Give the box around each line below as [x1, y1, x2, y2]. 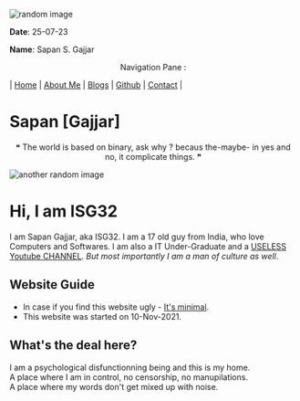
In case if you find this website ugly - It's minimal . [22, 301, 210, 312]
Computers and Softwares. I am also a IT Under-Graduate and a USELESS [9, 240, 287, 251]
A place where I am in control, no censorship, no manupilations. [9, 371, 249, 383]
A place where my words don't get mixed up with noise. [9, 381, 219, 392]
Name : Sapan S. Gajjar [9, 44, 95, 55]
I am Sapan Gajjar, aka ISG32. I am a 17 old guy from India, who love [9, 231, 264, 242]
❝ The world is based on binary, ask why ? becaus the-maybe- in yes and [15, 142, 292, 153]
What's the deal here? [9, 338, 138, 354]
